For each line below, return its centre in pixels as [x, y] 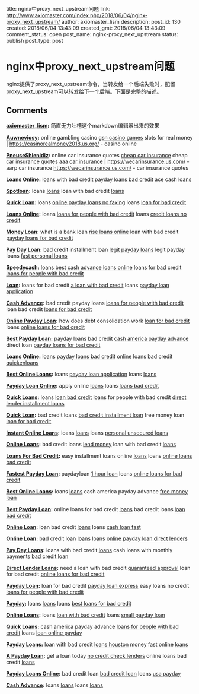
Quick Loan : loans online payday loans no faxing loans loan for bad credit [96, 202]
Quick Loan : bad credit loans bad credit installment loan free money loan [95, 415]
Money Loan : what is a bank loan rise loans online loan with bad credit [92, 232]
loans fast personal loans [37, 256]
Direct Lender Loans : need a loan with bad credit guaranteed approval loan [98, 568]
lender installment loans [35, 403]
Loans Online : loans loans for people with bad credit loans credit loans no [97, 214]
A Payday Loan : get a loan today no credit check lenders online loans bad [97, 655]
